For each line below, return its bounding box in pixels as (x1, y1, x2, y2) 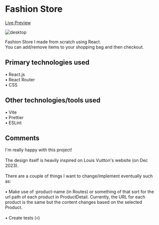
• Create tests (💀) (5, 215, 40, 221)
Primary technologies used (5, 58, 90, 67)
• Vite (5, 109, 17, 115)
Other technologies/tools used (5, 96, 101, 104)
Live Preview (5, 20, 31, 26)
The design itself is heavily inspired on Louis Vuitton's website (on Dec (5, 158, 148, 163)
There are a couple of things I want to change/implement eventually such (5, 173, 153, 179)
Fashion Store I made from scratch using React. (5, 38, 102, 45)
